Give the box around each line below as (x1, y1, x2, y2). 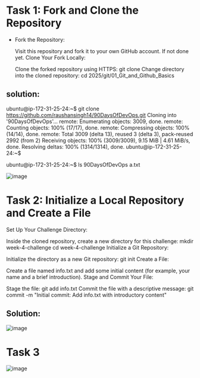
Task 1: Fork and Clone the (6, 4, 139, 17)
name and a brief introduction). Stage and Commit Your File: (6, 273, 154, 281)
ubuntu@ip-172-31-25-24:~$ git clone (6, 105, 100, 112)
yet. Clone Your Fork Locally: (14, 54, 86, 61)
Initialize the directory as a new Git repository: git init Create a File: (6, 255, 170, 263)
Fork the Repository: (14, 36, 65, 43)
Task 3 (6, 345, 40, 359)
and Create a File (6, 206, 91, 220)
